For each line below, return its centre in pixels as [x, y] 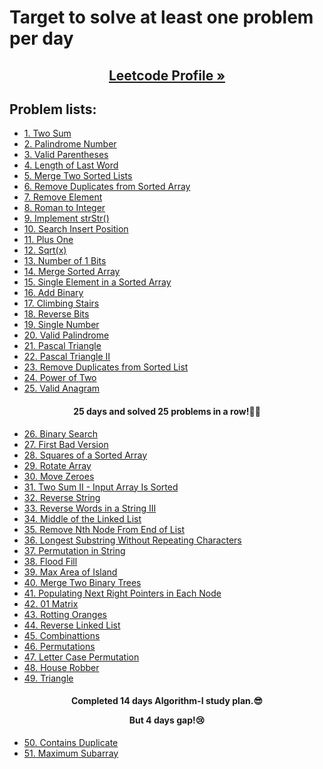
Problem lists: [53, 109]
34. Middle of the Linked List [82, 518]
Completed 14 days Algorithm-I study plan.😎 [167, 701]
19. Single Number [61, 325]
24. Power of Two [60, 378]
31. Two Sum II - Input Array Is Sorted [101, 487]
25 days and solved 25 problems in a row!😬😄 [167, 411]
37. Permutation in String [74, 550]
